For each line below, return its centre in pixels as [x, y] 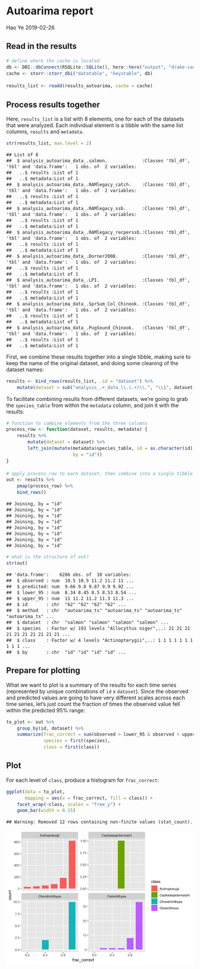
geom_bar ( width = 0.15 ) [46, 811]
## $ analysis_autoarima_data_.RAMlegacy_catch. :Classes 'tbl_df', [98, 184]
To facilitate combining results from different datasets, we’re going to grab [97, 399]
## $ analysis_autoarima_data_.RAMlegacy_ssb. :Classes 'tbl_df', [98, 208]
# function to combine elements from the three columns [77, 423]
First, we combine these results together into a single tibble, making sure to [99, 357]
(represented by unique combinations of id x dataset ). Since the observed [97, 691]
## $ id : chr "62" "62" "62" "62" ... [66, 604]
